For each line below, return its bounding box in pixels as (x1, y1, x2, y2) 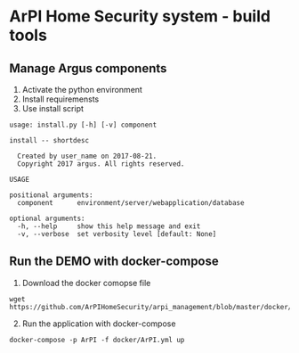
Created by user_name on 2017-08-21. (17, 152, 158, 160)
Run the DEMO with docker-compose (9, 254, 220, 269)
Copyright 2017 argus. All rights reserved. (17, 160, 185, 168)
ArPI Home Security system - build (9, 6, 271, 27)
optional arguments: (9, 214, 86, 223)
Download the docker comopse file (21, 277, 151, 288)
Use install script (21, 103, 85, 113)
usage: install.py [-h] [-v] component (9, 120, 158, 129)
